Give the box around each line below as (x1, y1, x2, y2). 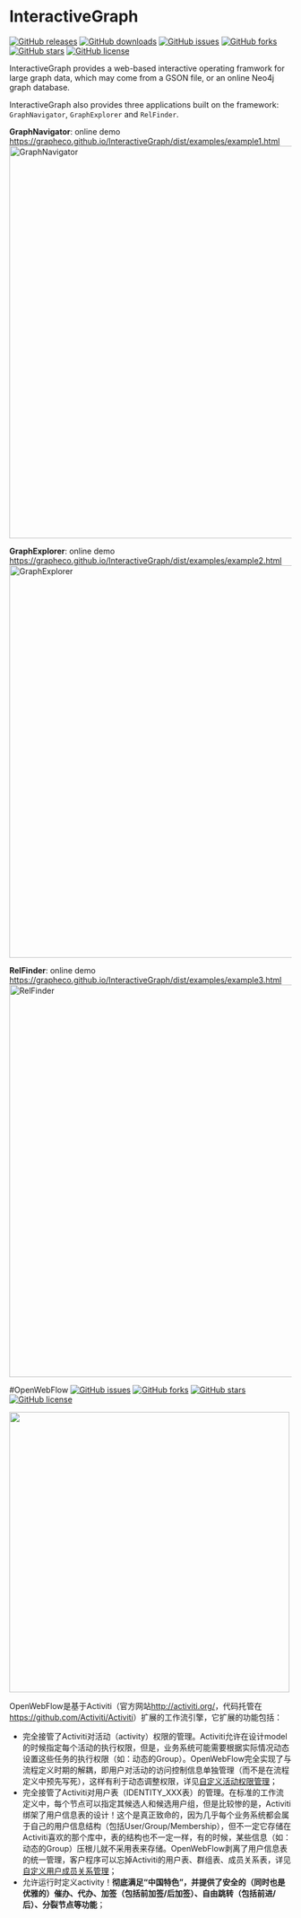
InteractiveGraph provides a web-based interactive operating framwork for (9, 63, 285, 74)
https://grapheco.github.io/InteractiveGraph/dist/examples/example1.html (9, 135, 280, 146)
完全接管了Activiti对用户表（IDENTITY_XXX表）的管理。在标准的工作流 (21, 1787, 285, 1798)
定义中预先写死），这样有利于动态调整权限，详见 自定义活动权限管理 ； (21, 1775, 278, 1786)
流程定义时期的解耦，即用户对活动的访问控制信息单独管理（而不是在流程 (21, 1765, 289, 1775)
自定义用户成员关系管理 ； (21, 1865, 117, 1876)
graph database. (9, 82, 70, 92)
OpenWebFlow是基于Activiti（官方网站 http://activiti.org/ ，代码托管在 (9, 1700, 262, 1711)
